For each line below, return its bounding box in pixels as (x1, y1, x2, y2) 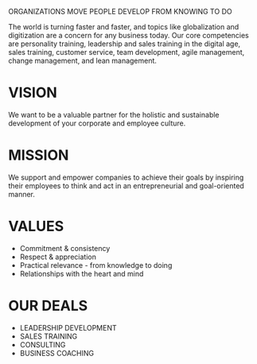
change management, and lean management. (8, 56, 158, 65)
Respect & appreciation (19, 252, 97, 261)
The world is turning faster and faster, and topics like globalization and (8, 22, 239, 31)
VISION (8, 83, 57, 102)
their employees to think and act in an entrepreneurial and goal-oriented (8, 180, 244, 190)
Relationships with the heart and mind (19, 269, 144, 278)
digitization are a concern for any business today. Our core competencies (8, 31, 249, 40)
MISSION (8, 146, 69, 165)
